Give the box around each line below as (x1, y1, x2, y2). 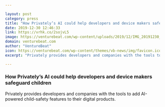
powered (5, 96, 23, 102)
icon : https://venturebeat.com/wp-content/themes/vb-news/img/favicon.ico (5, 48, 162, 53)
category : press (5, 16, 38, 21)
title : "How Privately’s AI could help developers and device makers (5, 21, 151, 26)
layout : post (5, 11, 32, 16)
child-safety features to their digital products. (24, 96, 116, 102)
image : (5, 35, 19, 39)
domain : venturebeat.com (5, 39, 56, 44)
